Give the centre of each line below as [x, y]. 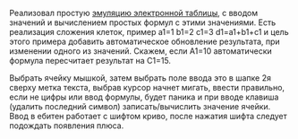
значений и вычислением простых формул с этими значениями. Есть [143, 22]
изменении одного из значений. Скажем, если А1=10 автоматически [141, 51]
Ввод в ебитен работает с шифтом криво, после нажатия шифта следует [149, 116]
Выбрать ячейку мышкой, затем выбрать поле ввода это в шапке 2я [140, 78]
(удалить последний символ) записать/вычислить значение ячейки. [140, 106]
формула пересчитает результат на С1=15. [90, 61]
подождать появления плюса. [67, 126]
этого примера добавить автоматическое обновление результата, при [145, 41]
